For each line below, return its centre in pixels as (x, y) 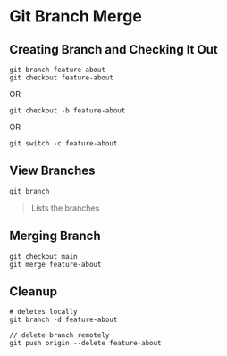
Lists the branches (65, 208)
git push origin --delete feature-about (86, 344)
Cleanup (34, 292)
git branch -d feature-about (63, 320)
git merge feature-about (55, 264)
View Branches (52, 171)
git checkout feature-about (62, 78)
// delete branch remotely (59, 335)
